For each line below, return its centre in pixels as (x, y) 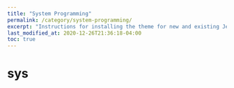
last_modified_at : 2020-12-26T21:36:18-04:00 (74, 33)
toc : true (22, 39)
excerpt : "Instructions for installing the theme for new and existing (113, 26)
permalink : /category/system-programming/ (70, 20)
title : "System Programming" (49, 14)
